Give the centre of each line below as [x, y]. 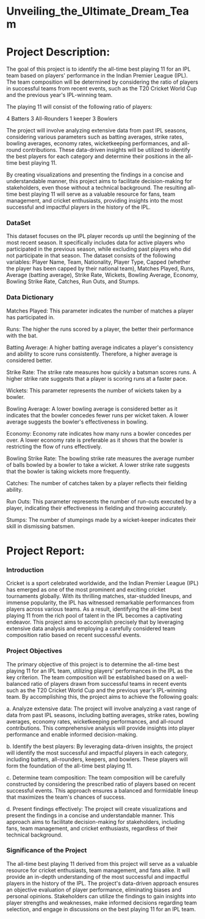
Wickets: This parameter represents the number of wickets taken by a [94, 390]
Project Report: [45, 551]
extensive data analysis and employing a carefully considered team [91, 629]
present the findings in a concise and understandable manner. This [91, 815]
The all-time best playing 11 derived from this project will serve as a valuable [102, 863]
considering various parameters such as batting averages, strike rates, [95, 137]
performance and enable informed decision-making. [72, 734]
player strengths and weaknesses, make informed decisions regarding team [102, 903]
